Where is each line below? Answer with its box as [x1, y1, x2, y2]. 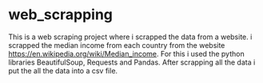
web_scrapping [8, 6, 114, 24]
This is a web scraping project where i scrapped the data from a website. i [8, 32, 253, 41]
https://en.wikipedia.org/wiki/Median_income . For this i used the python [8, 49, 245, 58]
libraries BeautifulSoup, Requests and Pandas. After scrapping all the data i [8, 57, 256, 67]
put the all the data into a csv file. [8, 65, 118, 75]
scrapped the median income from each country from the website [8, 40, 225, 49]
